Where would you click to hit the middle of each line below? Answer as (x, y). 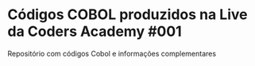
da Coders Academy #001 (95, 31)
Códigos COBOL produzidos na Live (127, 15)
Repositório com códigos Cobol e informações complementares (112, 53)
